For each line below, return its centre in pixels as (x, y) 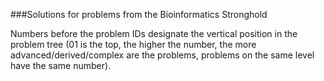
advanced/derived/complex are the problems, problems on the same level (162, 55)
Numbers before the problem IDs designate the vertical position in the (154, 33)
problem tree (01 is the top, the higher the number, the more (133, 44)
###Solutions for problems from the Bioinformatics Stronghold (139, 14)
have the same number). (61, 65)
